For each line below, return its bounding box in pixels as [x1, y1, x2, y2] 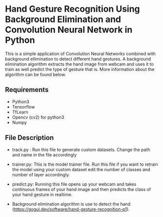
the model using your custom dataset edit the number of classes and [12, 166, 150, 172]
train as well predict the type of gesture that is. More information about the [5, 66, 155, 72]
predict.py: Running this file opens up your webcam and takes [12, 181, 137, 187]
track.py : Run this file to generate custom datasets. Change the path [12, 147, 150, 152]
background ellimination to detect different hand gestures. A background [5, 56, 151, 62]
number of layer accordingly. [12, 172, 70, 177]
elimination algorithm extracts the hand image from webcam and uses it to [5, 61, 154, 67]
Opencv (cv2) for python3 [12, 114, 65, 120]
